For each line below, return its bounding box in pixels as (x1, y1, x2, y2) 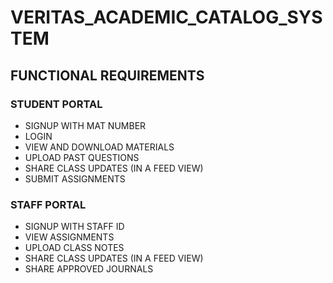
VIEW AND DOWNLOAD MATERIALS (24, 141, 175, 153)
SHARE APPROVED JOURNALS (24, 263, 154, 275)
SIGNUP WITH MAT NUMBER (24, 119, 147, 131)
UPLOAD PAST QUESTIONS (24, 151, 140, 163)
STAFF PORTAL (10, 197, 87, 211)
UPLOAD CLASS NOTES (24, 242, 125, 254)
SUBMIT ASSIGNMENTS (24, 172, 126, 185)
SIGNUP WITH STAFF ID (24, 221, 125, 233)
